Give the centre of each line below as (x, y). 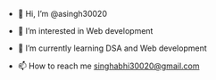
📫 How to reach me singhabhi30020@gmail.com (108, 66)
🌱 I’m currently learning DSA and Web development (112, 48)
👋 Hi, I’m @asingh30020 (62, 14)
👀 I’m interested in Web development (85, 31)
